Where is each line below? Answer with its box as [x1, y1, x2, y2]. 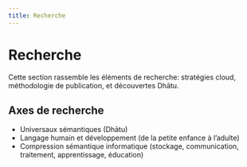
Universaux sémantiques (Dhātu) [19, 125, 128, 134]
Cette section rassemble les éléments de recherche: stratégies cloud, [8, 72, 237, 82]
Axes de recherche [8, 103, 104, 117]
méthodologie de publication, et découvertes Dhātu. [8, 80, 179, 90]
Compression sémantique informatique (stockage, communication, [19, 142, 239, 151]
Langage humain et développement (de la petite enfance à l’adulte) [19, 133, 241, 143]
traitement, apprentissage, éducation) [19, 150, 144, 160]
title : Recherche [8, 11, 66, 20]
